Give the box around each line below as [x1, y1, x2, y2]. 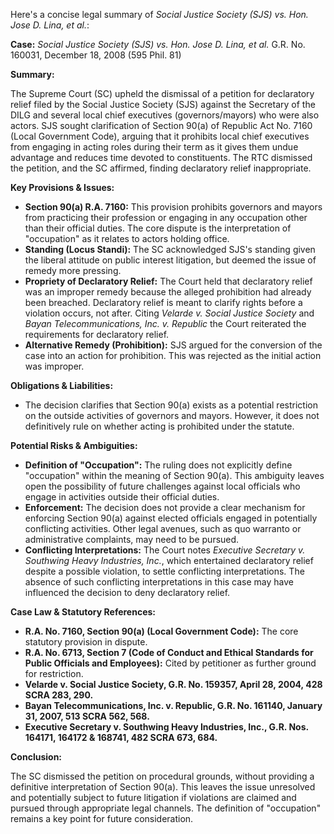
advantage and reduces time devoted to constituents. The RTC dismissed [10, 152, 313, 163]
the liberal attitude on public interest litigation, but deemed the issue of [24, 254, 317, 266]
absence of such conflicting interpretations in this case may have [24, 576, 295, 588]
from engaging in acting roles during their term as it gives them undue [10, 141, 299, 153]
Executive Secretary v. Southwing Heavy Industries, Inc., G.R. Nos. [24, 721, 309, 733]
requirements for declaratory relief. [24, 329, 170, 340]
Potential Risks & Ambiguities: [10, 440, 138, 451]
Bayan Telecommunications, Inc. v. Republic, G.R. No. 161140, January [24, 700, 323, 711]
